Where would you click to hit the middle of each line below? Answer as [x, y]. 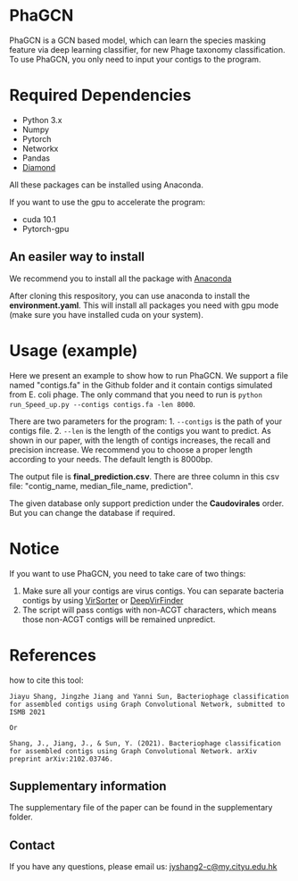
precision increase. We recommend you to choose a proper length [131, 449]
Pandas [36, 158]
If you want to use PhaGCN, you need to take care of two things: [128, 573]
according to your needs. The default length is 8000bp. [111, 459]
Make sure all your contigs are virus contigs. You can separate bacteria [153, 591]
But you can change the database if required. [92, 512]
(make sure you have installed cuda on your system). [106, 314]
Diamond [39, 167]
